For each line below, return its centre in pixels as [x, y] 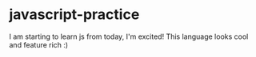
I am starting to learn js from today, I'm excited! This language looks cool [129, 36]
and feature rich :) [39, 44]
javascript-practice [74, 15]
